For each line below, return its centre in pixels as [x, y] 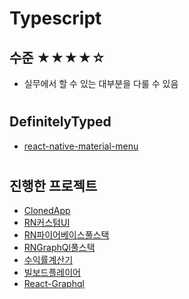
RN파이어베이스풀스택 [66, 235]
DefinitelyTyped [60, 122]
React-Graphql [54, 284]
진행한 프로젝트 [53, 185]
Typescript [55, 18]
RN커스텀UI [47, 223]
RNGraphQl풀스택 [59, 248]
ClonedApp [47, 211]
